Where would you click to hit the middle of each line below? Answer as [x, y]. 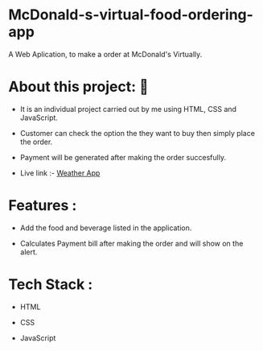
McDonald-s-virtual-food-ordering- [131, 15]
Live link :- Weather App [60, 173]
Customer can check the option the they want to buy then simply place [138, 133]
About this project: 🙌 [78, 87]
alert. [29, 252]
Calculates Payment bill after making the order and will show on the [131, 243]
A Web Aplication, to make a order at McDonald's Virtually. [105, 54]
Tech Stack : [51, 284]
